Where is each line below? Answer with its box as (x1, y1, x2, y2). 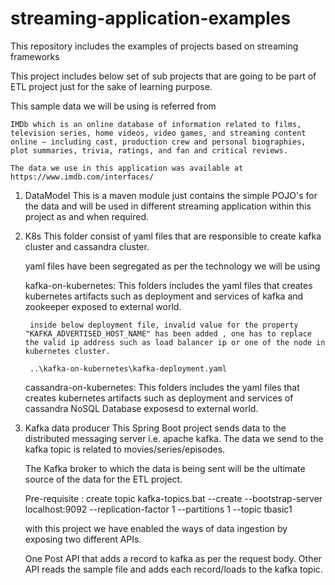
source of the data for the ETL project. (24, 473, 183, 485)
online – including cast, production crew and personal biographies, (10, 137, 307, 147)
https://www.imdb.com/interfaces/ (10, 172, 155, 182)
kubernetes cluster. (24, 346, 111, 356)
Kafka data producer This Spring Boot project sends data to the (24, 422, 287, 434)
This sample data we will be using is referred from (10, 100, 217, 112)
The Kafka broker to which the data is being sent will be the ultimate (24, 462, 306, 474)
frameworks (10, 50, 60, 62)
